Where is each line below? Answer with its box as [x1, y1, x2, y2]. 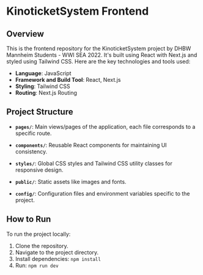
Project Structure [6, 107, 73, 117]
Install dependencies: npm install [15, 255, 101, 262]
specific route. [15, 130, 52, 137]
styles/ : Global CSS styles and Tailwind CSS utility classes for [15, 159, 172, 167]
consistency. [15, 148, 48, 155]
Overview [6, 29, 45, 39]
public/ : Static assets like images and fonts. [15, 178, 127, 185]
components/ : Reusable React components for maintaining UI [15, 141, 167, 148]
